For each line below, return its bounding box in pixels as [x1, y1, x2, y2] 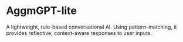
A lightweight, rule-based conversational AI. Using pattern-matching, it [6, 23, 177, 30]
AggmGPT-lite [6, 4, 77, 17]
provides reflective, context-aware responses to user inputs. [6, 29, 152, 36]
